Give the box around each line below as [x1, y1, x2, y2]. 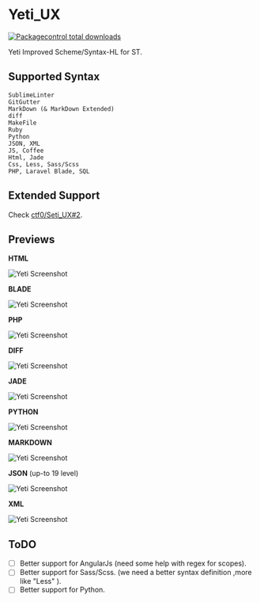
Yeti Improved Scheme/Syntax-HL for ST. [8, 47, 142, 56]
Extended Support [8, 189, 100, 203]
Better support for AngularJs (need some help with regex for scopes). [19, 558, 247, 568]
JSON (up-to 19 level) [8, 469, 79, 478]
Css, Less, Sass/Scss [8, 160, 80, 168]
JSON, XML [8, 139, 41, 147]
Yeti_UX [8, 6, 61, 24]
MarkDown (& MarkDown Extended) [8, 105, 115, 112]
